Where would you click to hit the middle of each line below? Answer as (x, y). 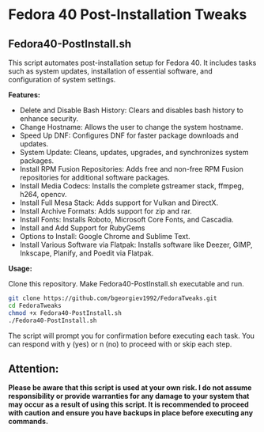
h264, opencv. (43, 194)
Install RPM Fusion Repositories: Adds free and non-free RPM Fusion (131, 169)
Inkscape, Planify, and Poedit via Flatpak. (87, 253)
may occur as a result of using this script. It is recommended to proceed (128, 404)
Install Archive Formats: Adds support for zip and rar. (106, 211)
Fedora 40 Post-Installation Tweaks (128, 15)
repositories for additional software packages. (94, 177)
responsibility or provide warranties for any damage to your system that (129, 396)
